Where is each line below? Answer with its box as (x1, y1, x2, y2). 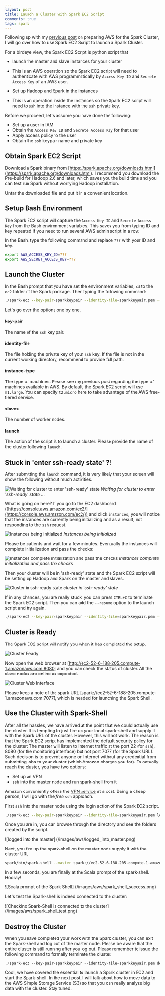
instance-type (5, 368, 35, 374)
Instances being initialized (63, 531, 117, 537)
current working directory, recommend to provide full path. (5, 356, 124, 362)
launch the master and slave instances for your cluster (12, 59, 122, 64)
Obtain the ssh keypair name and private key (12, 138, 102, 144)
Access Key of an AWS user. (12, 79, 68, 85)
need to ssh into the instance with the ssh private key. (12, 103, 120, 109)
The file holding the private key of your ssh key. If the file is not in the (5, 351, 145, 357)
